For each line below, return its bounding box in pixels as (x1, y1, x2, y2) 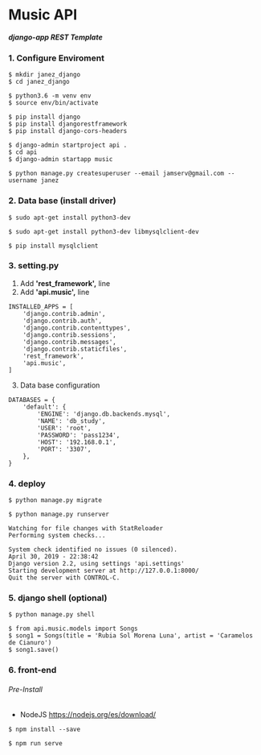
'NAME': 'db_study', (37, 417, 106, 425)
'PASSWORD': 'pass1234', (37, 431, 120, 439)
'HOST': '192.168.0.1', (37, 438, 116, 446)
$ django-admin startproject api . (8, 141, 128, 150)
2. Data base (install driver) (8, 195, 116, 206)
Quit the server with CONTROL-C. (8, 574, 120, 582)
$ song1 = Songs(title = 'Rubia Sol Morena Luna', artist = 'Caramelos (8, 632, 253, 640)
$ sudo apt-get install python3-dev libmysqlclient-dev (8, 227, 199, 235)
